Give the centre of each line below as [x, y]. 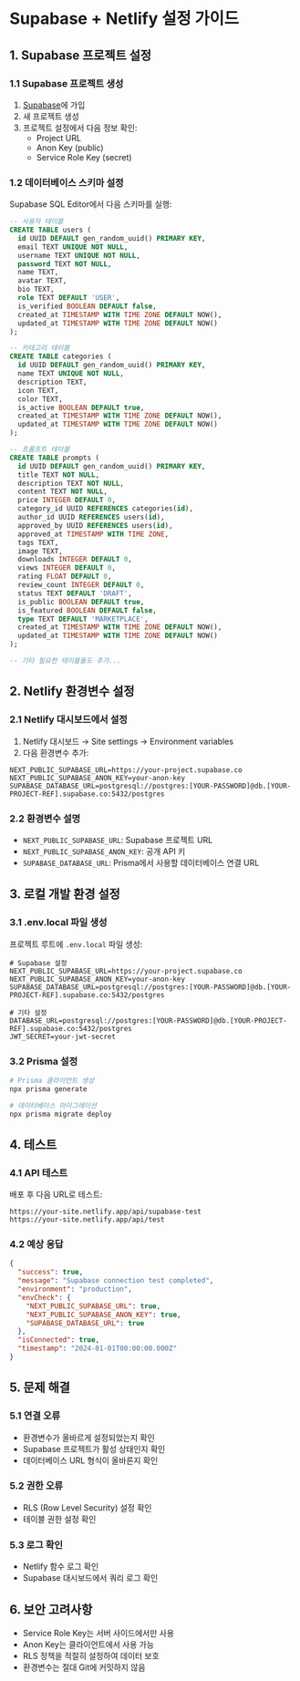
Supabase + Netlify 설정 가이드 [124, 19]
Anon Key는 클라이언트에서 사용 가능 [88, 1644]
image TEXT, [41, 551]
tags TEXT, [38, 542]
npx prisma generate [49, 1089]
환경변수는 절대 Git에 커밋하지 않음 [84, 1667]
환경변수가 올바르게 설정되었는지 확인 [88, 1438]
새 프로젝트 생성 [51, 116]
